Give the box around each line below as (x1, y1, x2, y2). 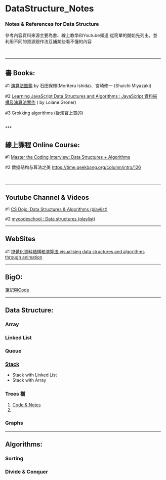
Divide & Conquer (5, 468, 48, 475)
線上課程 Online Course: (5, 140, 80, 149)
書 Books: (5, 69, 36, 77)
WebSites (5, 235, 36, 243)
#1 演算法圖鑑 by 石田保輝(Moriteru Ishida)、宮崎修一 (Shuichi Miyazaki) (5, 83, 152, 89)
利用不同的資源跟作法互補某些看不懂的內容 (5, 39, 92, 44)
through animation (5, 254, 42, 260)
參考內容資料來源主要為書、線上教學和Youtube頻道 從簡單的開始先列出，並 (5, 33, 158, 39)
